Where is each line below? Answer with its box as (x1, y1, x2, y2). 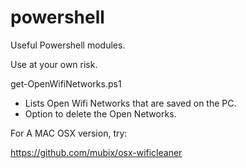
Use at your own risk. (10, 58, 98, 70)
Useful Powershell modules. (10, 39, 126, 51)
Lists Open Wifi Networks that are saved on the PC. (24, 97, 237, 109)
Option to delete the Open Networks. (24, 107, 177, 120)
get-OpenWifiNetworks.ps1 (10, 77, 122, 90)
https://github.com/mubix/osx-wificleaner (10, 146, 183, 158)
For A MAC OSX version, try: (10, 127, 128, 139)
